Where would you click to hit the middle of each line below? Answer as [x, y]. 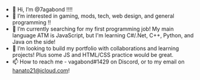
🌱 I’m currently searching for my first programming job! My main [93, 29]
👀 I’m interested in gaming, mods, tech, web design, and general [93, 16]
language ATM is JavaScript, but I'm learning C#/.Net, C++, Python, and [103, 35]
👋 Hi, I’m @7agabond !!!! [42, 9]
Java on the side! [34, 42]
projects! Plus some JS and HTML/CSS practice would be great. [93, 55]
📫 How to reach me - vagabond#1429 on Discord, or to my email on [98, 62]
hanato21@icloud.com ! [41, 71]
